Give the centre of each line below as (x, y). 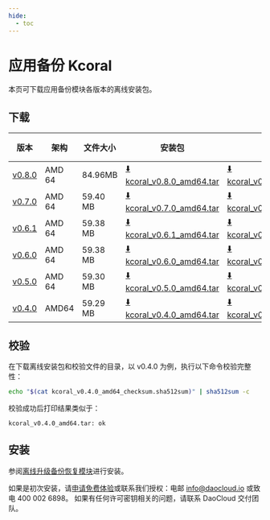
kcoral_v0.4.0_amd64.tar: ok (57, 423)
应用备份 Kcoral (60, 66)
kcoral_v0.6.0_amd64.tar (172, 262)
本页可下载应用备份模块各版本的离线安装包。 (82, 89)
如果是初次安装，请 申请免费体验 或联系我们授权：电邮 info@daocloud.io (127, 488)
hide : (17, 16)
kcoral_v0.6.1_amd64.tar (172, 235)
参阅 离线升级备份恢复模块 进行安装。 (68, 471)
